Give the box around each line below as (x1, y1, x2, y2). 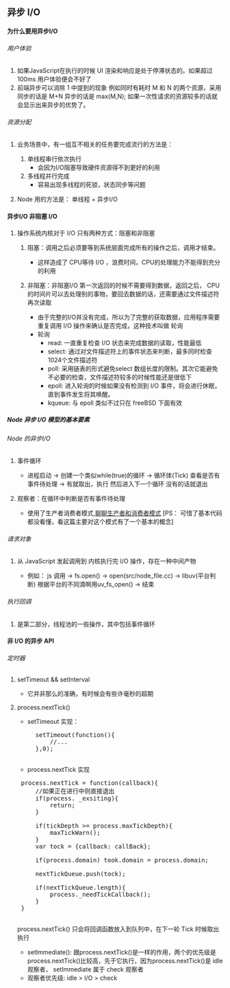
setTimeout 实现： (27, 718, 79, 726)
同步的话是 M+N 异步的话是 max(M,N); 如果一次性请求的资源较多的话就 (16, 92, 218, 101)
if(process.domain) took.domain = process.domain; (35, 856, 209, 864)
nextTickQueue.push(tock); (35, 870, 126, 878)
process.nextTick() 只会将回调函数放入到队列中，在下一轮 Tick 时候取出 (16, 925, 220, 933)
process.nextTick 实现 (27, 766, 90, 774)
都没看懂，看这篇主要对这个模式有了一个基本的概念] (27, 517, 174, 526)
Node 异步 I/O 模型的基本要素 (7, 416, 90, 424)
